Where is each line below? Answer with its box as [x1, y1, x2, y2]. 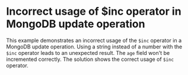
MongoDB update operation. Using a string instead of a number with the [6, 43, 183, 50]
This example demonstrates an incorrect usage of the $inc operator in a [6, 37, 182, 44]
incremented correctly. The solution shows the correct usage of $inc [6, 56, 174, 63]
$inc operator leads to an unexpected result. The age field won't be [6, 49, 170, 56]
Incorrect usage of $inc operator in [6, 5, 182, 18]
